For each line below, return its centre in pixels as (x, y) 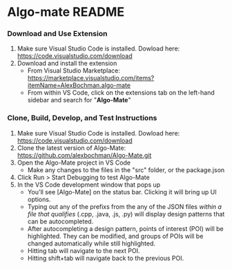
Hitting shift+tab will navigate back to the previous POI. (106, 258)
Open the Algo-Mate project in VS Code (74, 163)
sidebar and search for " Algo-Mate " (79, 100)
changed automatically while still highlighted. (91, 243)
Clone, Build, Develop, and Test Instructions (82, 118)
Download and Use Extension (57, 34)
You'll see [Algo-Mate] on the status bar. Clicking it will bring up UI (122, 192)
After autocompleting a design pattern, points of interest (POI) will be (126, 228)
